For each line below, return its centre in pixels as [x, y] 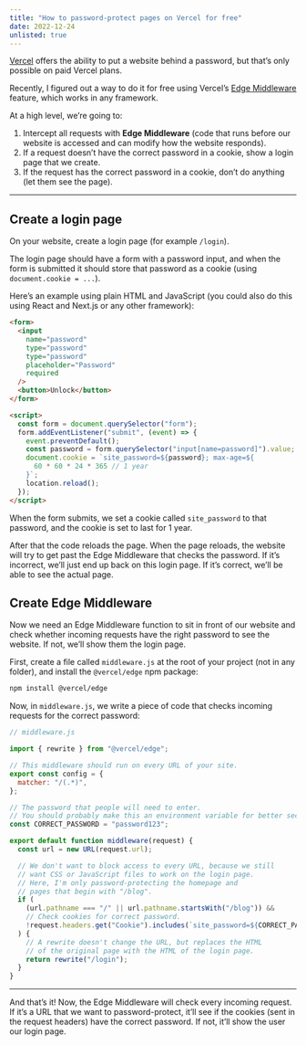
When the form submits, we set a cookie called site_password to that [138, 518]
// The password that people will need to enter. [106, 808]
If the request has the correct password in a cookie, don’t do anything [153, 172]
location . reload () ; [63, 483]
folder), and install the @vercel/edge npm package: [104, 671]
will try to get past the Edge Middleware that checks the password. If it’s [145, 555]
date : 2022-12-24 [42, 26]
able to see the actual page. [61, 574]
